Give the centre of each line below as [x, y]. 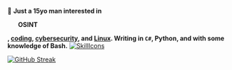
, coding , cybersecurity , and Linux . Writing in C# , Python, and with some [116, 38]
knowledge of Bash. [37, 46]
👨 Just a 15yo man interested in [55, 11]
